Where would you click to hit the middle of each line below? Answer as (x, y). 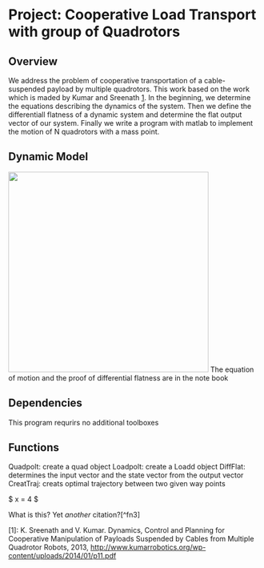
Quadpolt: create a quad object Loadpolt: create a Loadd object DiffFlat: (127, 467)
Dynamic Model (48, 157)
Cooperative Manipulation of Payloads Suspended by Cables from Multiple (131, 539)
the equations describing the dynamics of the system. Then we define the (130, 106)
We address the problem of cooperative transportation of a (105, 81)
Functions (34, 447)
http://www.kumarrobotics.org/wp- (148, 547)
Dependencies (45, 403)
